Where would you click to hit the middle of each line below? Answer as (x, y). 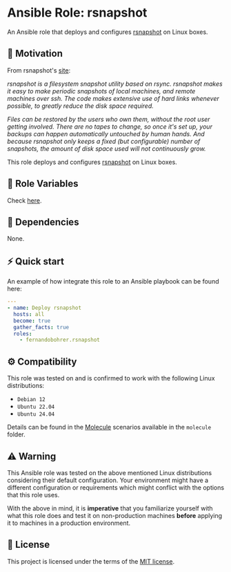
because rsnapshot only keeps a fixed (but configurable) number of (104, 141)
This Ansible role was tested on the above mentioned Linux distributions (110, 472)
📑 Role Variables (43, 184)
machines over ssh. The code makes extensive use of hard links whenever (113, 98)
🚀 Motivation (35, 54)
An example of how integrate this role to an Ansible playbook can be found (113, 282)
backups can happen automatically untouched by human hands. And (106, 133)
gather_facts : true (41, 327)
